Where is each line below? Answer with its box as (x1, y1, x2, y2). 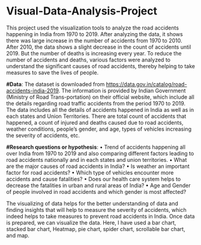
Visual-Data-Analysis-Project (6, 4, 158, 18)
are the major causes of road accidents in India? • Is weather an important (6, 163, 190, 170)
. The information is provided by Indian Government (58, 87, 186, 94)
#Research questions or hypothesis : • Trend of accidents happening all (6, 143, 186, 150)
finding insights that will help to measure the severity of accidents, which (6, 206, 187, 213)
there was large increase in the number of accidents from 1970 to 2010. (6, 37, 182, 44)
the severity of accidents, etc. (6, 131, 80, 139)
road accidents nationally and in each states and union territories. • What (6, 156, 187, 163)
